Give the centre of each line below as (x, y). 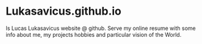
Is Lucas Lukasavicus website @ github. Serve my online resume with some (101, 28)
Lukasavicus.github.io (63, 11)
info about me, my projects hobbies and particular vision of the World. (94, 34)
